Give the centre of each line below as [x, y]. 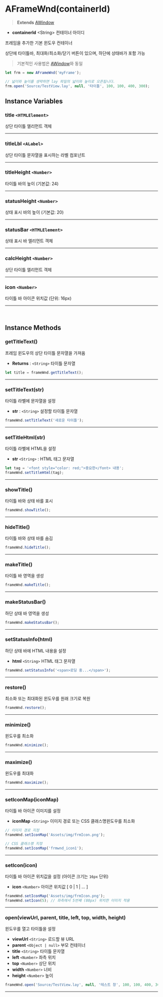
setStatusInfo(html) [29, 639]
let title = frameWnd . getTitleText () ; [44, 372]
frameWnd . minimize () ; [27, 745]
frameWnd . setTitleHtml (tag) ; [34, 472]
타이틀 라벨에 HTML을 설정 [31, 449]
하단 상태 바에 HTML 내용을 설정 [36, 651]
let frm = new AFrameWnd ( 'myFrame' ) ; [43, 73]
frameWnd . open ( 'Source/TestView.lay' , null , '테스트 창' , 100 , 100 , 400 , [79, 985]
